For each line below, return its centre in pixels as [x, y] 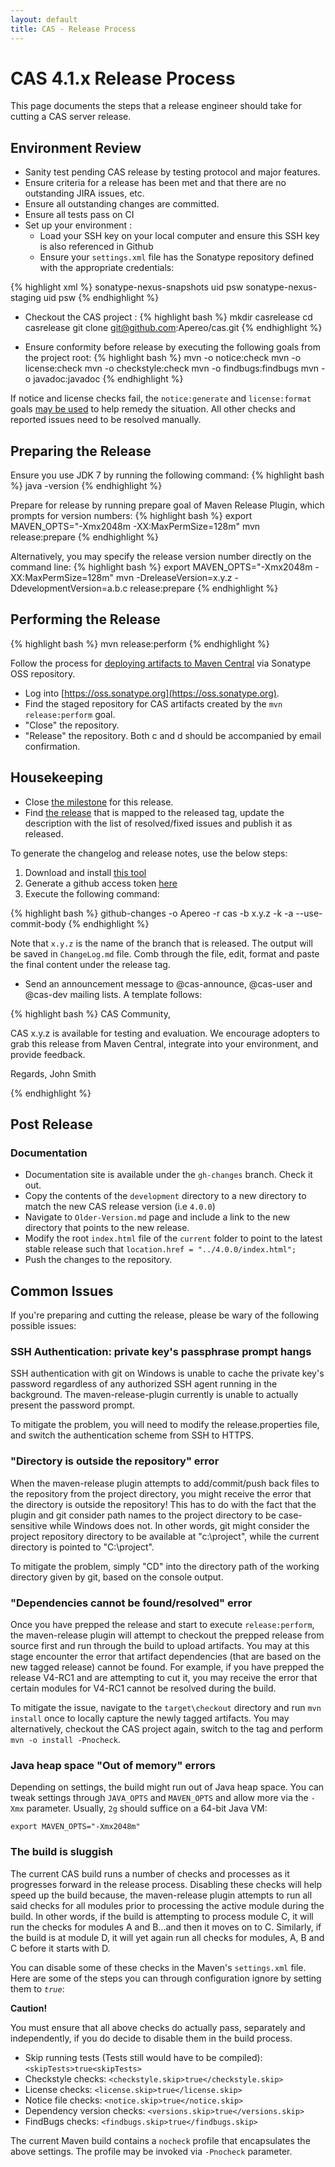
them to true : [37, 1988]
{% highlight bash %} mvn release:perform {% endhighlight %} [140, 643]
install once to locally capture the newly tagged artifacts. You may [150, 1718]
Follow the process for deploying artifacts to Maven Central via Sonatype [161, 663]
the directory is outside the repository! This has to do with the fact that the [163, 1504]
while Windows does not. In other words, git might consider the [179, 1525]
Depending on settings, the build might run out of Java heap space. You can [167, 1787]
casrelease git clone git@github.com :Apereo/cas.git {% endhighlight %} [173, 328]
